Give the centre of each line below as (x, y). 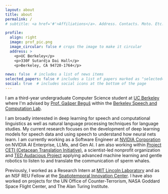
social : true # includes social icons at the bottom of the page (76, 84)
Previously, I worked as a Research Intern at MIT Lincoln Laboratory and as (82, 170)
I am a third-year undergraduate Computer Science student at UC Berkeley (82, 97)
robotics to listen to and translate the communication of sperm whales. (78, 160)
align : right (23, 37)
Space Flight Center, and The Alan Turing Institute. (57, 186)
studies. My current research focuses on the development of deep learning (82, 128)
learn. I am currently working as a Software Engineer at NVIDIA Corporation (83, 139)
